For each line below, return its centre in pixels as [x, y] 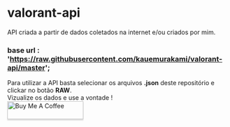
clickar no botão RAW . [39, 90]
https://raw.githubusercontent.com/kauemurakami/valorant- [116, 59]
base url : [23, 50]
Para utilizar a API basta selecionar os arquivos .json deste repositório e [111, 83]
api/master [26, 68]
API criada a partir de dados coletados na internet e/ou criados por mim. [112, 32]
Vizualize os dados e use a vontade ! [60, 98]
